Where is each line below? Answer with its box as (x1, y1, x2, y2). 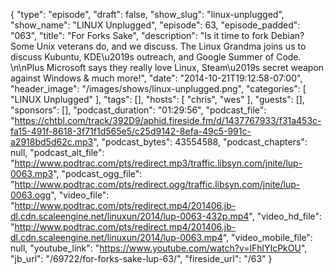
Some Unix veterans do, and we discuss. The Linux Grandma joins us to (10, 40, 307, 52)
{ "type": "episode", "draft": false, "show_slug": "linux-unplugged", (10, 9, 285, 20)
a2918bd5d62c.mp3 (10, 136, 94, 148)
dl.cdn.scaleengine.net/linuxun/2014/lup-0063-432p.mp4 (10, 210, 250, 222)
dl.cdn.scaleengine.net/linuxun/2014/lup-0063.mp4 (10, 232, 223, 243)
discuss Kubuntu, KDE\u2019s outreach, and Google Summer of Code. (10, 51, 302, 63)
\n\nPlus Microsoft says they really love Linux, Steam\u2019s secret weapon (10, 62, 325, 73)
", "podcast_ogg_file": (53, 168, 143, 179)
